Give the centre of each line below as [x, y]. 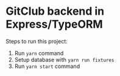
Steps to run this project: [37, 41]
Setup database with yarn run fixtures [64, 59]
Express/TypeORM [54, 24]
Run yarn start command [47, 66]
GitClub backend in [55, 11]
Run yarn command [39, 53]
